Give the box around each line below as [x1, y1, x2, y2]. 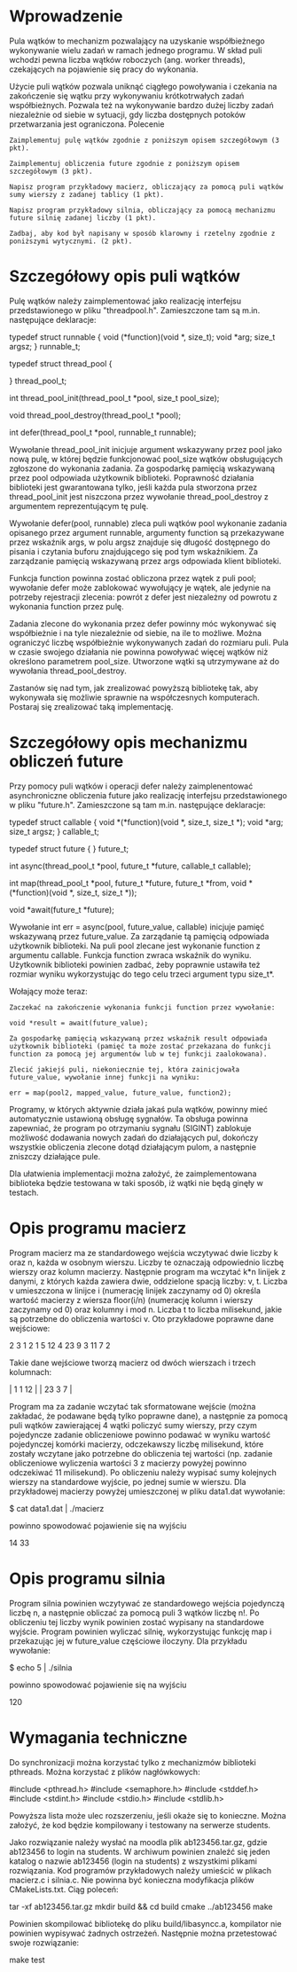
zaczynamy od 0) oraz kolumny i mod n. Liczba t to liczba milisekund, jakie [9, 1304, 282, 1315]
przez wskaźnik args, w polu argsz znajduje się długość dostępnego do [9, 537, 270, 547]
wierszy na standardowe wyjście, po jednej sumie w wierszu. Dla [9, 1476, 246, 1487]
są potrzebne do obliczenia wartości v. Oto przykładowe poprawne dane [9, 1313, 275, 1324]
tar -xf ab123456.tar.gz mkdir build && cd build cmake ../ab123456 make [9, 1901, 273, 1912]
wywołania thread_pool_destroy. [9, 665, 127, 676]
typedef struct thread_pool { [9, 357, 113, 369]
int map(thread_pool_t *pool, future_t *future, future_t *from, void [9, 877, 247, 888]
